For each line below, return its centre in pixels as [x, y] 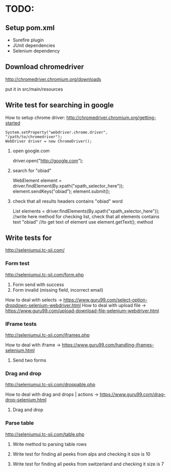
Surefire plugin [28, 40]
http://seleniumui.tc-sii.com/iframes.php [48, 335]
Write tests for [28, 238]
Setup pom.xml [30, 28]
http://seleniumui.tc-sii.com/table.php [45, 434]
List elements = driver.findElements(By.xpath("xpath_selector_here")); [86, 211]
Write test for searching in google [60, 105]
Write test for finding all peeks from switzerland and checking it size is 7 [88, 464]
